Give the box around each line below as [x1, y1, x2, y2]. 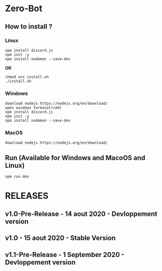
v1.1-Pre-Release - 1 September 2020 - [5, 251, 125, 259]
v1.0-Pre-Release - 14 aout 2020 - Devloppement [5, 210, 158, 218]
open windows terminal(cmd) [5, 105, 62, 110]
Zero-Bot [5, 3, 43, 14]
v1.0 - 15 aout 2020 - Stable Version [5, 234, 116, 242]
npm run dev [5, 174, 29, 179]
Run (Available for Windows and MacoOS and [5, 154, 145, 162]
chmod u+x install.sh [5, 74, 49, 79]
